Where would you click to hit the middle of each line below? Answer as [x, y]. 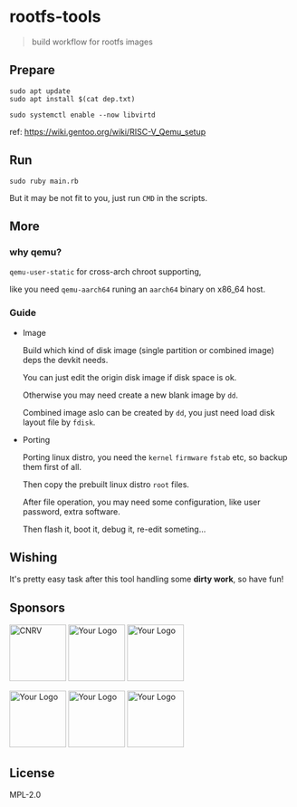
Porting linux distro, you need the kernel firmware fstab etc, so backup [155, 457]
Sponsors [37, 607]
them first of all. [52, 466]
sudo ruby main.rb [44, 181]
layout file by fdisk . [59, 422]
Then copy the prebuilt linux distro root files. [106, 484]
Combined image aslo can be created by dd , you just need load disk [148, 412]
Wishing [34, 557]
